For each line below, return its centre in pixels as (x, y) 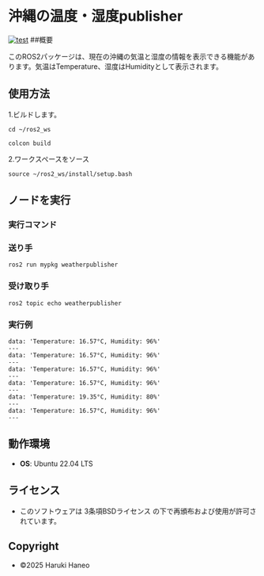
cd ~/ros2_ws (30, 129)
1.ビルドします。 (35, 114)
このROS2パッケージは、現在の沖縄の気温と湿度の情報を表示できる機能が (128, 56)
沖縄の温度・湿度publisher (96, 16)
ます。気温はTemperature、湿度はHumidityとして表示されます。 (119, 66)
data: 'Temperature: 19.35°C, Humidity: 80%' (84, 397)
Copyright (34, 546)
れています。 (40, 521)
